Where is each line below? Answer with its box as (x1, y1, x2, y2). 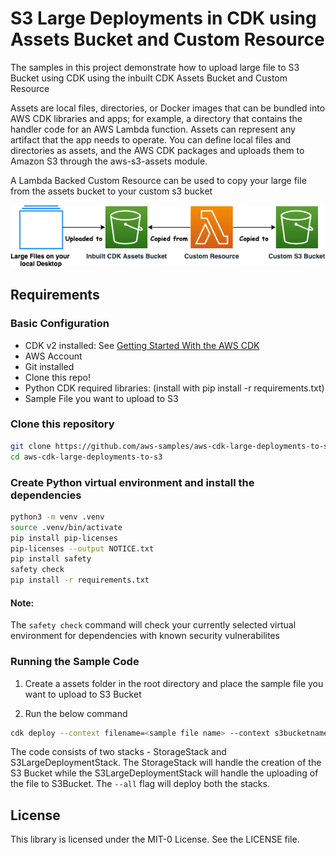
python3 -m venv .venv (10, 512, 105, 522)
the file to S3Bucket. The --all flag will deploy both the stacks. (10, 778, 270, 790)
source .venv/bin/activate (10, 522, 123, 532)
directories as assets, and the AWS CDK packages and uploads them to (10, 144, 305, 156)
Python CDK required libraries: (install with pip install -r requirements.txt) (24, 382, 325, 394)
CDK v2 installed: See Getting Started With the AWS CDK (24, 339, 260, 351)
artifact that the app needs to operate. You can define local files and (10, 133, 292, 146)
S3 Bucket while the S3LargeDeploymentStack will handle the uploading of (10, 767, 319, 779)
